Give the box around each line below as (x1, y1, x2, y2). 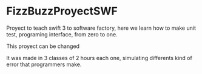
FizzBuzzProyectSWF (6, 4, 118, 18)
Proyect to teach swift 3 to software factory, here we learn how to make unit (6, 24, 196, 32)
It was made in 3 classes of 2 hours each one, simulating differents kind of (6, 54, 192, 61)
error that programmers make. (6, 61, 82, 68)
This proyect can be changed (6, 42, 80, 50)
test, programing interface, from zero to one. (6, 30, 118, 38)
